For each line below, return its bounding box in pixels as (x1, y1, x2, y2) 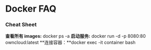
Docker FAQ (5, 3, 57, 15)
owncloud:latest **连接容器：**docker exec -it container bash (5, 39, 136, 45)
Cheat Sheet (5, 21, 37, 28)
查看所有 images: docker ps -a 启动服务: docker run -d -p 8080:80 (5, 33, 146, 39)
